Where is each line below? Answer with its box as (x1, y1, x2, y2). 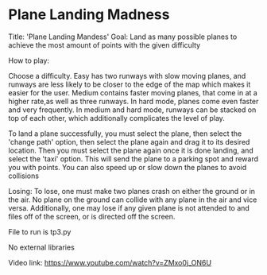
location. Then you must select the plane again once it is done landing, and (8, 145, 254, 155)
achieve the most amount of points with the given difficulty (8, 40, 201, 49)
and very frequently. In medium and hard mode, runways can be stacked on (8, 105, 257, 114)
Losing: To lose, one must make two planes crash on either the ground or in (8, 186, 256, 196)
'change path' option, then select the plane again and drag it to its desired (8, 137, 250, 146)
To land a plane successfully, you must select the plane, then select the (8, 129, 242, 138)
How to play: (8, 56, 50, 65)
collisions (8, 171, 40, 180)
